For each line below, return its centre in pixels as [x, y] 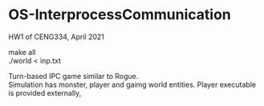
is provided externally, [45, 92]
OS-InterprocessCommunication [120, 15]
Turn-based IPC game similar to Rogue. [73, 76]
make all [22, 52]
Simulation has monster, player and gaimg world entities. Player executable [132, 84]
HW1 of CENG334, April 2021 [56, 37]
